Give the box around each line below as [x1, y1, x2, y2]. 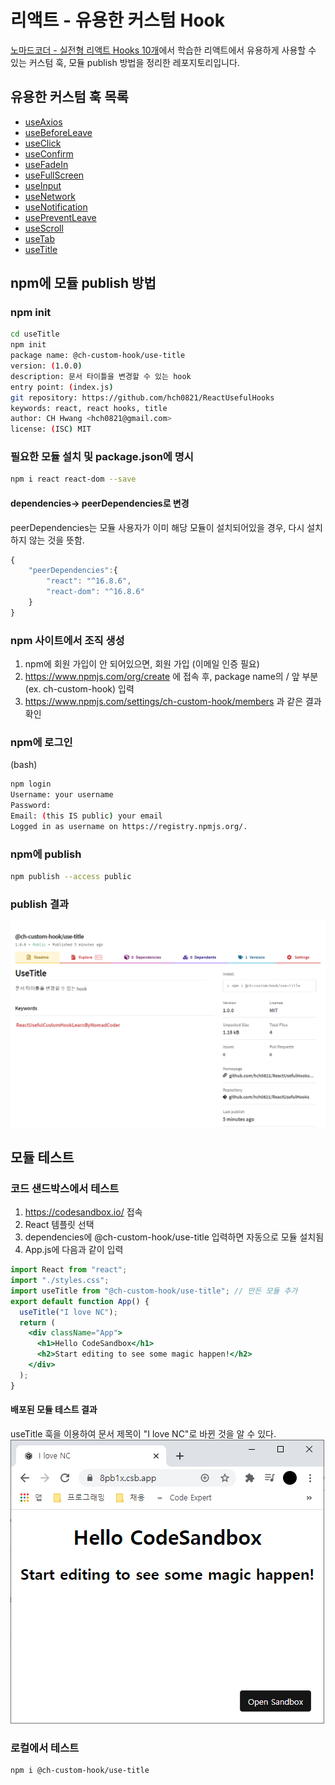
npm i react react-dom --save [10, 474, 137, 485]
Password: [10, 801, 52, 811]
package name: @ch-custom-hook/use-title [10, 351, 186, 361]
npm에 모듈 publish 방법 [10, 275, 157, 292]
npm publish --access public [10, 872, 132, 882]
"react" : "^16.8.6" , [46, 576, 132, 586]
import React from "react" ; [10, 1265, 128, 1275]
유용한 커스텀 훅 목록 [10, 89, 129, 106]
